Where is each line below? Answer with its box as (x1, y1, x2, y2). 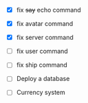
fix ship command (16, 61, 68, 69)
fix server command (16, 34, 74, 42)
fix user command (16, 47, 68, 56)
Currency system (16, 89, 66, 97)
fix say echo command (16, 6, 82, 14)
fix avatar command (16, 20, 74, 28)
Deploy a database (16, 75, 70, 83)
